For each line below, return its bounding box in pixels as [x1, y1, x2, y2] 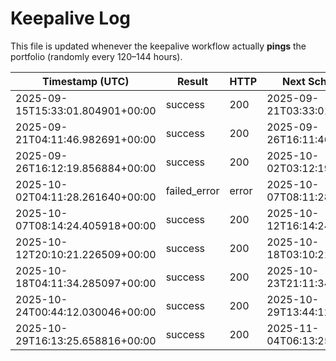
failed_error [165, 183, 220, 197]
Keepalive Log [10, 7, 132, 30]
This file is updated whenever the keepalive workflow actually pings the [10, 40, 307, 52]
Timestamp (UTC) [42, 74, 130, 88]
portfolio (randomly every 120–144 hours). [10, 50, 183, 62]
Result [176, 74, 209, 88]
